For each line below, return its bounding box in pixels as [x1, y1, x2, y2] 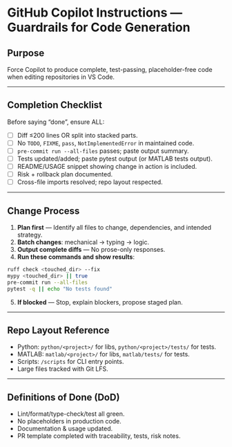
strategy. [17, 230, 43, 239]
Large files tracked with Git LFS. [17, 365, 108, 373]
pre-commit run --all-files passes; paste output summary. [17, 147, 189, 155]
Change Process [7, 205, 80, 217]
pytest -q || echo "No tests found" [7, 285, 113, 292]
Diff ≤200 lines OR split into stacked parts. [17, 131, 138, 139]
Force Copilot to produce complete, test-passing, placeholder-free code [7, 66, 213, 73]
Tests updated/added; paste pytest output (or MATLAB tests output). [17, 154, 213, 163]
